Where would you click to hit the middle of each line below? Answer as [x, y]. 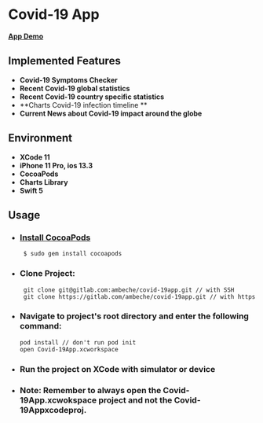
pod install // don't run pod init [78, 342]
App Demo [26, 36]
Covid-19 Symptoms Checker [68, 79]
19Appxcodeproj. [53, 410]
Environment [40, 138]
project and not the [135, 400]
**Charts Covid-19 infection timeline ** [83, 105]
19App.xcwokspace [58, 400]
